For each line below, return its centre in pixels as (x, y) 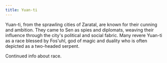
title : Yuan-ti (21, 10)
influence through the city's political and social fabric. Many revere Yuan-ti (84, 35)
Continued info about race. (33, 56)
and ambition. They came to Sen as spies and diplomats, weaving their (80, 30)
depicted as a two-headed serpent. (42, 46)
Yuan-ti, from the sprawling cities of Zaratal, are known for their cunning (81, 24)
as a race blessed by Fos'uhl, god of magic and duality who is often (76, 41)
